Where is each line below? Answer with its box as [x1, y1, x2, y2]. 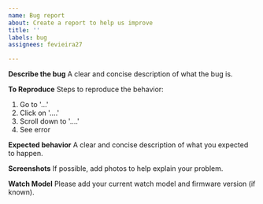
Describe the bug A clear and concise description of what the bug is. [8, 69, 233, 79]
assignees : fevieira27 [8, 41, 83, 49]
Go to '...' [19, 100, 49, 109]
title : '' [8, 26, 41, 34]
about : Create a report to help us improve [8, 19, 154, 27]
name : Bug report [8, 11, 65, 20]
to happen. [8, 149, 43, 158]
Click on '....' [19, 108, 60, 118]
